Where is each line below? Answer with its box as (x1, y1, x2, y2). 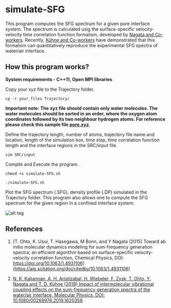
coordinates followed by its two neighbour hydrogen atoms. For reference (5, 116, 165, 122)
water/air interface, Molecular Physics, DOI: (12, 292, 105, 298)
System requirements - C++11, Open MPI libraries (5, 76, 113, 83)
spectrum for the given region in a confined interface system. (5, 200, 135, 206)
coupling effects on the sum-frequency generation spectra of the (12, 286, 151, 293)
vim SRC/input (5, 152, 36, 157)
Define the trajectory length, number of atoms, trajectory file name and (5, 131, 155, 137)
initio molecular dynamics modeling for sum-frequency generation (12, 243, 153, 250)
